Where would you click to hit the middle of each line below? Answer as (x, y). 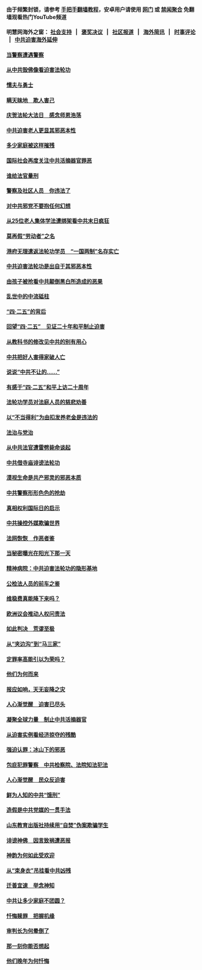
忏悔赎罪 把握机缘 (31, 916)
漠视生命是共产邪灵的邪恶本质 (44, 478)
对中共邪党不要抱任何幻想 (38, 206)
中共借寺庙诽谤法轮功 (33, 462)
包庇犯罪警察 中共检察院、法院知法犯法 (57, 765)
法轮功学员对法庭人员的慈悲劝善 (46, 402)
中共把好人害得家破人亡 (36, 357)
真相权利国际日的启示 (33, 508)
